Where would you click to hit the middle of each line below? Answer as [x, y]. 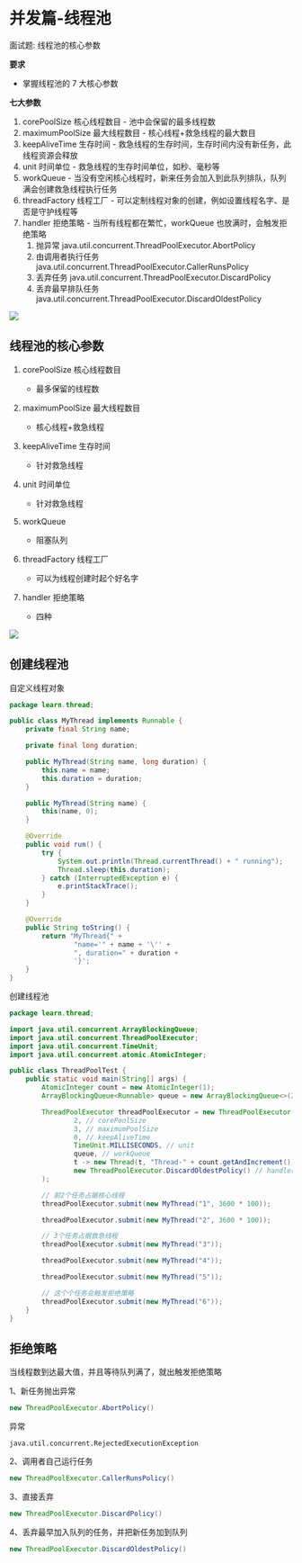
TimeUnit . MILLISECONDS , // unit [134, 1145]
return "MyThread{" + [82, 936]
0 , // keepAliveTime [112, 1137]
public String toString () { [78, 928]
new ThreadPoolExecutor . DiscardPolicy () [86, 1514]
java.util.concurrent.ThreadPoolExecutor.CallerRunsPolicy [142, 266]
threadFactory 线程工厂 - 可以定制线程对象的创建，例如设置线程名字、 [152, 200]
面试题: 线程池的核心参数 [55, 45]
